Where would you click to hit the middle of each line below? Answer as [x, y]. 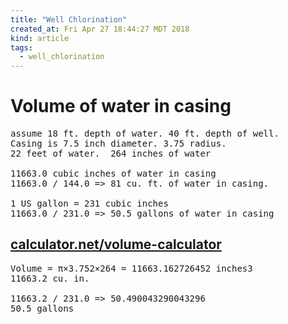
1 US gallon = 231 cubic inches [89, 204]
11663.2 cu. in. [50, 278]
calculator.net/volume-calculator [116, 244]
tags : [21, 47]
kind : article [40, 38]
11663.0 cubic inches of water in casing [113, 174]
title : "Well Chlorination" [69, 19]
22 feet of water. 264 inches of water [111, 154]
